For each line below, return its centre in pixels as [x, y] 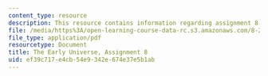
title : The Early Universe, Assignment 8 [78, 52]
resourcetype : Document [48, 45]
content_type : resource [48, 15]
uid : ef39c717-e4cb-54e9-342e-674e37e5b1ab [82, 60]
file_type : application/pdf [55, 38]
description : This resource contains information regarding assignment [130, 23]
